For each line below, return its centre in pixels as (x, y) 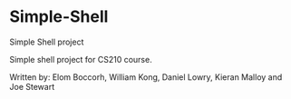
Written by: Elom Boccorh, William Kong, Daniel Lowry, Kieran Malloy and (146, 77)
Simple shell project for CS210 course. (81, 59)
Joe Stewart (32, 86)
